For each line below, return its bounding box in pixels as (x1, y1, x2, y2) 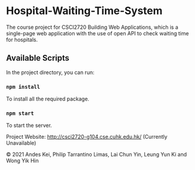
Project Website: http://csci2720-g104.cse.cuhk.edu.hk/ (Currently (6, 134, 167, 141)
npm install (6, 84, 41, 90)
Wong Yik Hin (6, 157, 39, 164)
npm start (6, 110, 34, 116)
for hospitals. (6, 36, 38, 43)
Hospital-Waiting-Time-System (6, 4, 163, 18)
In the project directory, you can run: (6, 69, 95, 76)
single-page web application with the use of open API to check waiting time (6, 29, 189, 36)
